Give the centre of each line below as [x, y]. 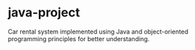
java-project [44, 13]
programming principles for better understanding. [79, 38]
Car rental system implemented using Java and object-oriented [98, 32]
